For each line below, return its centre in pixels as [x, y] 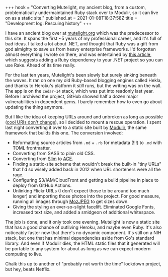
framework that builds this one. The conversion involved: [64, 133]
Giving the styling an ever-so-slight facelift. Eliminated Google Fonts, [83, 207]
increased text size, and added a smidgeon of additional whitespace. [84, 212]
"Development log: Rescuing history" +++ [49, 23]
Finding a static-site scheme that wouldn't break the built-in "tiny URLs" [87, 164]
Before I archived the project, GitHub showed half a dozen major [72, 96]
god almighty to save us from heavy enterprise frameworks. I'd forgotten [80, 49]
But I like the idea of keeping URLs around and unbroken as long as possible [84, 117]
